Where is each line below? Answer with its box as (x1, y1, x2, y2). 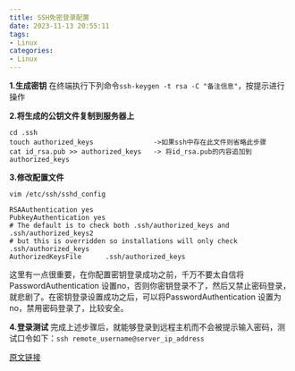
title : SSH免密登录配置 (9, 13, 89, 22)
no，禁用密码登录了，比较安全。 (9, 303, 129, 313)
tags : (9, 30, 29, 38)
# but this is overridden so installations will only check (9, 237, 239, 246)
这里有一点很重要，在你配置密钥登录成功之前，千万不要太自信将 (9, 269, 244, 280)
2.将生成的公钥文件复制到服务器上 (9, 111, 135, 121)
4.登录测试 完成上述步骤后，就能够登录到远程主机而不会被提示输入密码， (9, 322, 278, 332)
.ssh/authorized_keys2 (9, 229, 94, 238)
